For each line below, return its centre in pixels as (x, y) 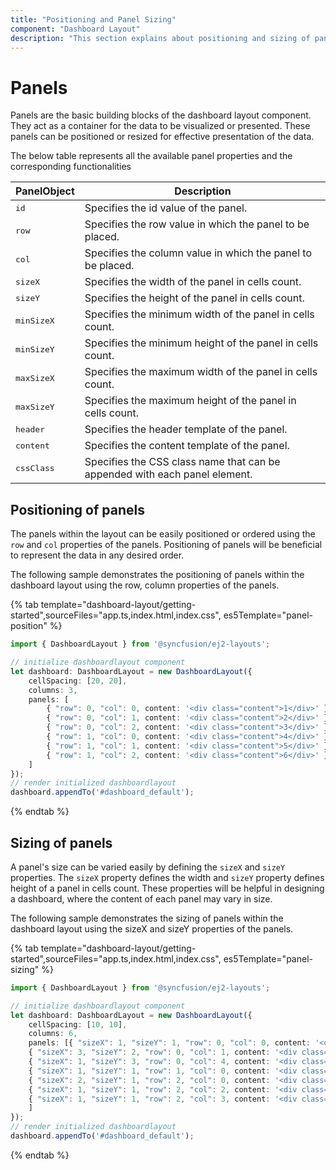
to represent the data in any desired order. (97, 555)
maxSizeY (35, 406)
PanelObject (45, 191)
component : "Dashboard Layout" (75, 29)
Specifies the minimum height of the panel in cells (201, 343)
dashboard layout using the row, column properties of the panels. (145, 585)
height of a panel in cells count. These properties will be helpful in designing (167, 888)
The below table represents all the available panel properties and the (151, 156)
